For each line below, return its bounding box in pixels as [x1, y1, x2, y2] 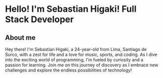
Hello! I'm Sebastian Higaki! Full [5, 3, 137, 15]
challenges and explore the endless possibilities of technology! [5, 67, 132, 73]
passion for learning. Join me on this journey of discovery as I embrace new [5, 62, 159, 68]
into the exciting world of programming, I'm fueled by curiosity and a [5, 57, 143, 62]
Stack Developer [5, 14, 74, 25]
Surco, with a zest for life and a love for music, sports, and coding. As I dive [5, 52, 158, 57]
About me [5, 33, 36, 42]
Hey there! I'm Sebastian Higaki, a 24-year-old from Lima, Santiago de [5, 47, 147, 52]
